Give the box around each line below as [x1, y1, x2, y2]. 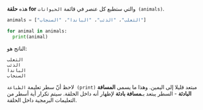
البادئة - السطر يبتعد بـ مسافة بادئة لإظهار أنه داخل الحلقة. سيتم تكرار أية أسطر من [7, 90, 191, 97]
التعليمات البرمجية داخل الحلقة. [7, 96, 77, 103]
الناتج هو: [7, 45, 27, 52]
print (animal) [12, 34, 48, 40]
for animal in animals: [7, 28, 68, 34]
